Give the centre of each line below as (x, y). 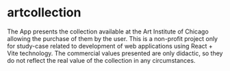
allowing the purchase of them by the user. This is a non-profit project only (112, 38)
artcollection (44, 13)
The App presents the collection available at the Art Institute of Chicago (108, 31)
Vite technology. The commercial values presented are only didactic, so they (115, 53)
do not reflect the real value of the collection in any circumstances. (101, 60)
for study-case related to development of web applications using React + (110, 46)
